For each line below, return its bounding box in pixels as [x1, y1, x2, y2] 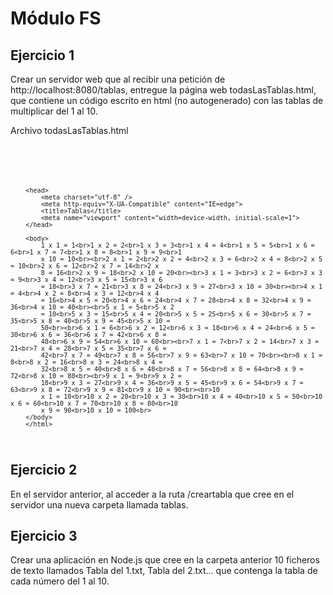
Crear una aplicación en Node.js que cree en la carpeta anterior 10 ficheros [10, 554, 320, 566]
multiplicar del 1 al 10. [10, 105, 98, 117]
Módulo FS [10, 7, 102, 30]
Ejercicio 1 [10, 47, 75, 64]
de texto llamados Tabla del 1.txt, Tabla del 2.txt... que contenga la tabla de [10, 565, 318, 577]
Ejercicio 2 [10, 462, 78, 479]
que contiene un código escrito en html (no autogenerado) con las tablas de [10, 95, 324, 106]
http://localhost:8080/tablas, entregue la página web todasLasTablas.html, [10, 84, 317, 96]
